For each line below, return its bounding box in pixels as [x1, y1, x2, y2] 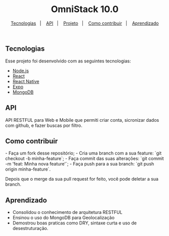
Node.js [12, 67, 29, 73]
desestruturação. [12, 225, 49, 231]
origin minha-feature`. [5, 166, 51, 172]
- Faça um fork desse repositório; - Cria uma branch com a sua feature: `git [5, 150, 162, 156]
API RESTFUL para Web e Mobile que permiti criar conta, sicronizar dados [5, 117, 159, 123]
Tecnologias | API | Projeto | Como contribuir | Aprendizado [11, 20, 159, 26]
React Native [12, 78, 39, 84]
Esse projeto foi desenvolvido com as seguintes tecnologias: [5, 58, 131, 64]
